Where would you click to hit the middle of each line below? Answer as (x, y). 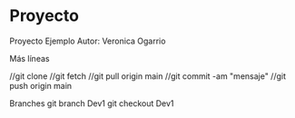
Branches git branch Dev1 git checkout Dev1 (92, 103)
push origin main (41, 85)
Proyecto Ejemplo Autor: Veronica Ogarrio (88, 41)
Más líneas (29, 58)
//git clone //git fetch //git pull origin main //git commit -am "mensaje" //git (148, 76)
